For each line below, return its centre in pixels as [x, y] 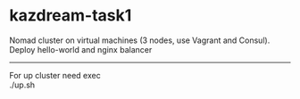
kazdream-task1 [71, 16]
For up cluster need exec [55, 75]
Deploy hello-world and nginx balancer [81, 49]
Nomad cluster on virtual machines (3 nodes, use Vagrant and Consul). [140, 40]
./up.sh [22, 85]
